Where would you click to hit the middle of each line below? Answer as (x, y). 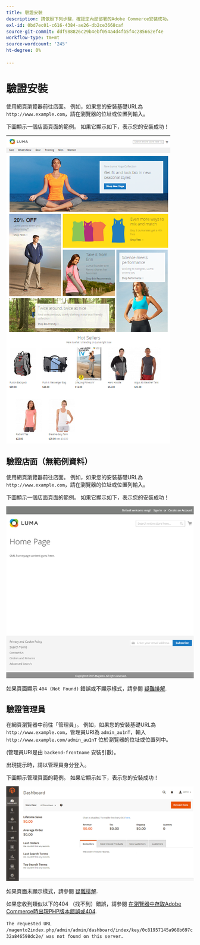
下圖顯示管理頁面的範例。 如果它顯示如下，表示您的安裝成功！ (82, 777)
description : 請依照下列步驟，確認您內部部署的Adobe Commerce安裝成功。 (89, 19)
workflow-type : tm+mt (33, 38)
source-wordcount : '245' (37, 44)
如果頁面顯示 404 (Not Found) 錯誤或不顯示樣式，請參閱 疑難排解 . (87, 689)
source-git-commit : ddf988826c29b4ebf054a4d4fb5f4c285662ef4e (85, 32)
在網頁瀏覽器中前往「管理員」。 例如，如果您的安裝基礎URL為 (81, 724)
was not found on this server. (85, 937)
